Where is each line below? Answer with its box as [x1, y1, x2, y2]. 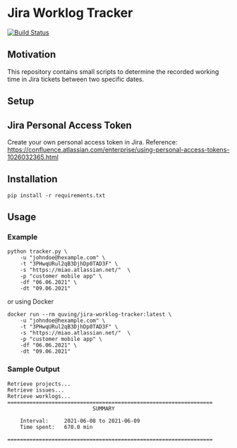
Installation [7, 173, 58, 185]
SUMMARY [92, 405, 115, 412]
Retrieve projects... [7, 380, 71, 387]
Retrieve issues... [7, 386, 65, 394]
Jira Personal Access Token [7, 119, 132, 131]
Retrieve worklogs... [7, 392, 71, 399]
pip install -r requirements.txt [7, 192, 106, 199]
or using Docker [7, 297, 54, 306]
